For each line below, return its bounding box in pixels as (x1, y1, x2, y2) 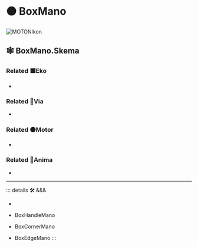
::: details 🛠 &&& (6, 186, 47, 193)
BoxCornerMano (14, 223, 55, 230)
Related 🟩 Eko (6, 67, 47, 75)
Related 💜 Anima (6, 156, 53, 164)
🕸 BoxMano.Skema (6, 46, 80, 56)
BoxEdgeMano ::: (14, 234, 57, 241)
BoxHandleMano (14, 211, 55, 218)
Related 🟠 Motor (6, 125, 54, 133)
